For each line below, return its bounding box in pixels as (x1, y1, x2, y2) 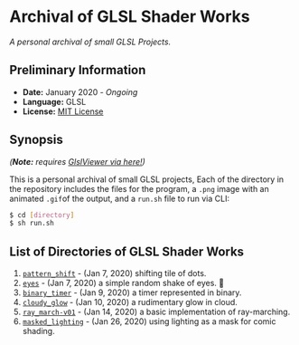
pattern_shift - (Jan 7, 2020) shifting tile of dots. (22, 268, 207, 279)
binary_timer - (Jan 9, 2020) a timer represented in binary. (22, 287, 242, 298)
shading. (22, 326, 56, 337)
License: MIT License (22, 106, 104, 117)
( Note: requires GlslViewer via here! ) (9, 156, 146, 167)
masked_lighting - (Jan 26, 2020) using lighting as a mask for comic (22, 316, 276, 327)
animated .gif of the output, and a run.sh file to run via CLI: (9, 193, 230, 204)
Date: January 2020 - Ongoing (22, 86, 138, 97)
